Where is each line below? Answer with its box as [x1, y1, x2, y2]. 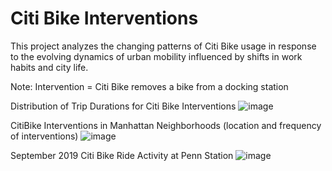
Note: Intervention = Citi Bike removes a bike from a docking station [10, 80, 289, 92]
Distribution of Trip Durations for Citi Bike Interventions [10, 100, 237, 112]
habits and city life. [10, 61, 89, 73]
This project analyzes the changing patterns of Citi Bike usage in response [10, 40, 317, 52]
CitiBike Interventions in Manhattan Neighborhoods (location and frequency [10, 119, 322, 131]
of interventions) [10, 130, 79, 142]
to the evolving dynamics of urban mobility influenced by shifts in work [10, 50, 303, 62]
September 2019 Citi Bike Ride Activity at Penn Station [10, 149, 234, 161]
